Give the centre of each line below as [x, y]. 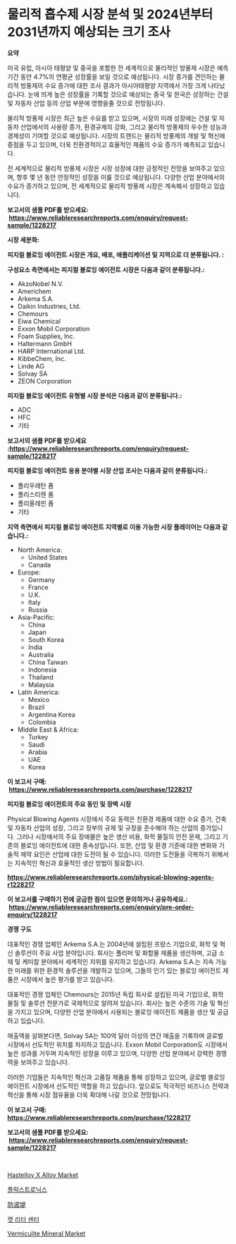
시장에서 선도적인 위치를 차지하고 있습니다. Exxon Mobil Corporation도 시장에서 [117, 1045]
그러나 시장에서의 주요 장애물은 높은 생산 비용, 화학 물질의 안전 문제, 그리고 [119, 837]
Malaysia [41, 684]
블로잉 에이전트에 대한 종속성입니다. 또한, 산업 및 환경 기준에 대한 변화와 [119, 845]
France [38, 587]
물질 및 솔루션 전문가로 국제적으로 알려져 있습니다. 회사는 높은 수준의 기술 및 [112, 1003]
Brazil [36, 707]
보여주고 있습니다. [45, 1062]
